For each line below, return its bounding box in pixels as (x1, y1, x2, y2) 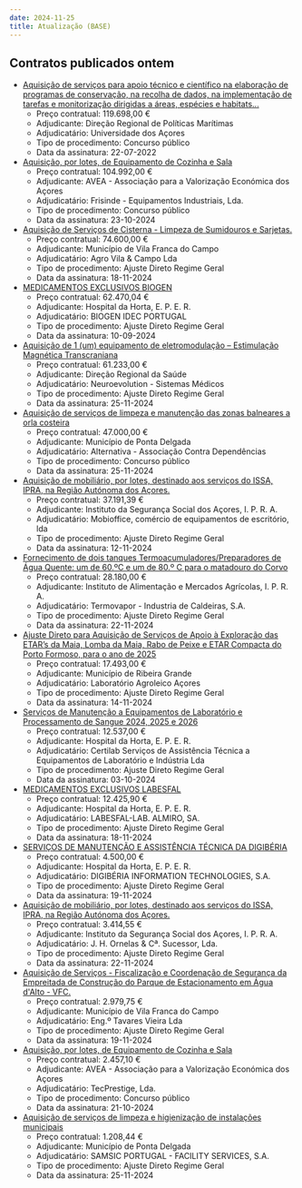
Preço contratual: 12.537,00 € (35, 726, 147, 737)
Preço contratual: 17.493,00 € (35, 658, 147, 669)
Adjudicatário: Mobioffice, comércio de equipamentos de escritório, (35, 514, 290, 525)
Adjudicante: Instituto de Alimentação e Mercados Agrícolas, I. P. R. (35, 581, 288, 592)
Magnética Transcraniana (22, 350, 119, 361)
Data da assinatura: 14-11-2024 (35, 697, 152, 708)
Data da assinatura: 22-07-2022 (35, 147, 157, 158)
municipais (22, 1122, 63, 1133)
